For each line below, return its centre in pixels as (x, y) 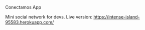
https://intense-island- (117, 17)
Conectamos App (23, 7)
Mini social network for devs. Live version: (49, 17)
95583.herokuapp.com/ (30, 22)
